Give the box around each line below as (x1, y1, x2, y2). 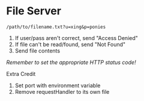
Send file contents (14, 47, 61, 54)
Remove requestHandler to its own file (14, 88, 110, 95)
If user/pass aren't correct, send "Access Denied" (14, 34, 138, 41)
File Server (6, 4, 62, 18)
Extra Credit (6, 70, 36, 77)
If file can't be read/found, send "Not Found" (14, 41, 126, 48)
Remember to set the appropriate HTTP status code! (6, 59, 136, 66)
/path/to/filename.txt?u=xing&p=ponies (6, 24, 106, 30)
